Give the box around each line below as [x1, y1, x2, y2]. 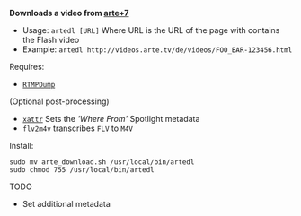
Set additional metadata [22, 199, 111, 209]
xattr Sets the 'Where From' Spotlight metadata [22, 114, 200, 124]
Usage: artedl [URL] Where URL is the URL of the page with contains [22, 25, 280, 35]
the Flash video [22, 35, 80, 45]
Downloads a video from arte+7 [9, 8, 129, 18]
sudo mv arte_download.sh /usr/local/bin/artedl [9, 158, 195, 167]
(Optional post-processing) [9, 96, 110, 107]
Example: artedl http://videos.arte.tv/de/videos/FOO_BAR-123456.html [22, 44, 293, 55]
